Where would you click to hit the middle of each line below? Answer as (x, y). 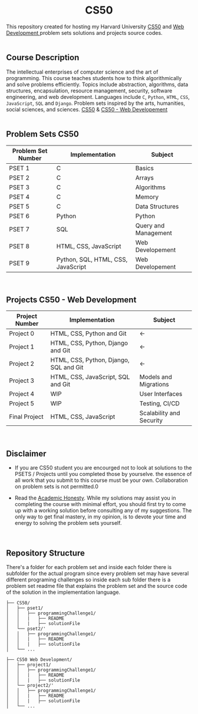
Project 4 (22, 394)
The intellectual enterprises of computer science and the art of (82, 72)
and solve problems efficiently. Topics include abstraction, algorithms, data (97, 84)
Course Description (43, 57)
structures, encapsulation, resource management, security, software (89, 90)
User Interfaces (161, 394)
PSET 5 (19, 206)
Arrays (145, 177)
